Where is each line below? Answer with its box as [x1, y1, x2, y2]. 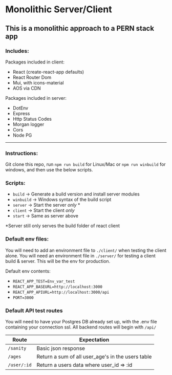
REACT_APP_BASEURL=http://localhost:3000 [12, 284, 102, 290]
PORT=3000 [12, 295, 34, 300]
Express [12, 110, 30, 116]
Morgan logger [12, 121, 45, 127]
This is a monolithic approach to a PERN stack [5, 24, 155, 33]
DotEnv [12, 105, 29, 111]
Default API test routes [5, 307, 63, 314]
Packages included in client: [5, 59, 65, 65]
